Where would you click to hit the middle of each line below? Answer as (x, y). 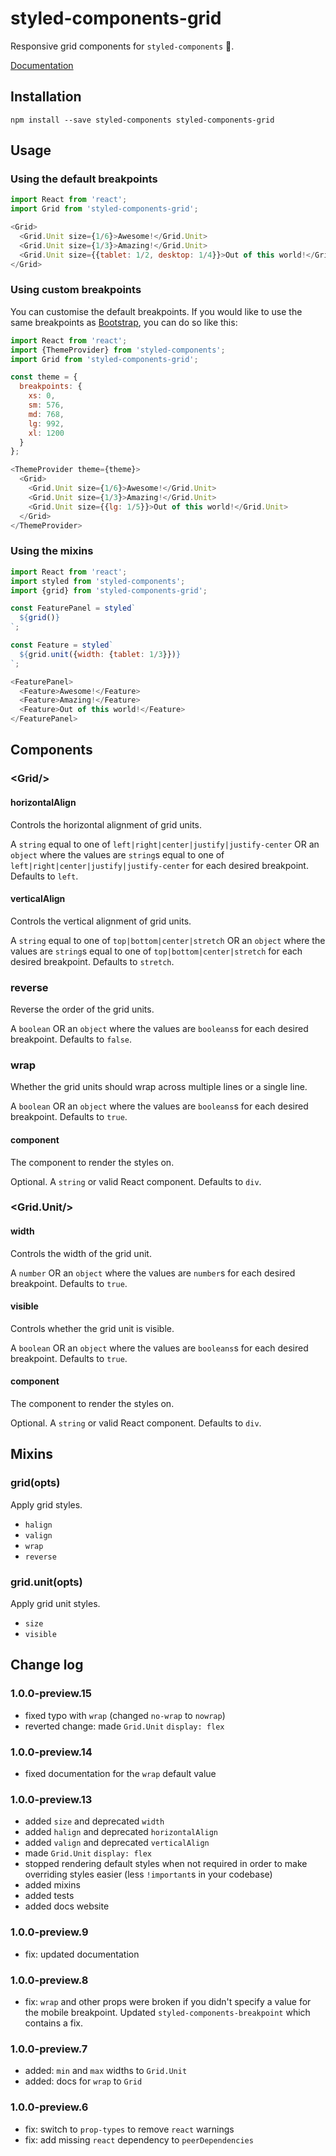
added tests (49, 1896)
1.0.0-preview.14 (51, 1752)
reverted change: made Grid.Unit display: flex (124, 1726)
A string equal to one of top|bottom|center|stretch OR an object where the (168, 940)
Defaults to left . (44, 876)
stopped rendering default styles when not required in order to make (166, 1864)
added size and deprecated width (94, 1821)
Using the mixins (52, 551)
